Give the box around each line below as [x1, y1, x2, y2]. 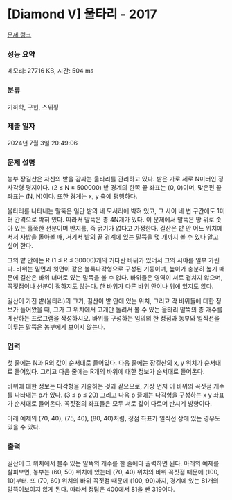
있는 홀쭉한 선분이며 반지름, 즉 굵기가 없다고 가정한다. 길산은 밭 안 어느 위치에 [14, 224, 223, 233]
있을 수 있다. [7, 423, 41, 431]
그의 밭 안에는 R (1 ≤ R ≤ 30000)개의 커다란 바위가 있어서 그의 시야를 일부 [7, 256, 207, 265]
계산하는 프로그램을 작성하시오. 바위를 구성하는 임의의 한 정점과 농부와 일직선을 [7, 314, 220, 323]
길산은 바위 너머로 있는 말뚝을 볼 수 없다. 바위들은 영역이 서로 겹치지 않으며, [19, 274, 223, 282]
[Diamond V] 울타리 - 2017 [7, 6, 157, 22]
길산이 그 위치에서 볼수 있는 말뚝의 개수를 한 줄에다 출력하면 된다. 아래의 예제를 [7, 458, 220, 467]
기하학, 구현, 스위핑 [7, 102, 59, 111]
